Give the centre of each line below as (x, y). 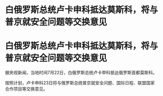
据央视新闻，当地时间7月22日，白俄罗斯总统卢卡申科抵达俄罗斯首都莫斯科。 (81, 73)
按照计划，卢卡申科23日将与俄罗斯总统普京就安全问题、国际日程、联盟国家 (80, 83)
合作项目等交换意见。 (26, 89)
